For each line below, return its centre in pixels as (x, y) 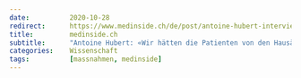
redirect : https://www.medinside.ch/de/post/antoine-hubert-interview (154, 26)
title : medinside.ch (64, 34)
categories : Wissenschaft (64, 51)
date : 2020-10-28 (60, 17)
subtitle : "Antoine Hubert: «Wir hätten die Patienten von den (140, 43)
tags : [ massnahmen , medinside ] (86, 59)
